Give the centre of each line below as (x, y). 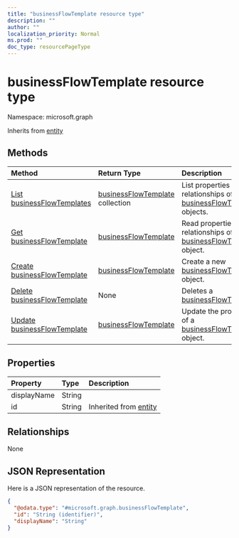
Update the (200, 311)
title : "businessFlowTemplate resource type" (76, 14)
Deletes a (197, 291)
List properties (206, 185)
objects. (195, 212)
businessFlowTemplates (51, 203)
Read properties (208, 223)
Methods (28, 153)
